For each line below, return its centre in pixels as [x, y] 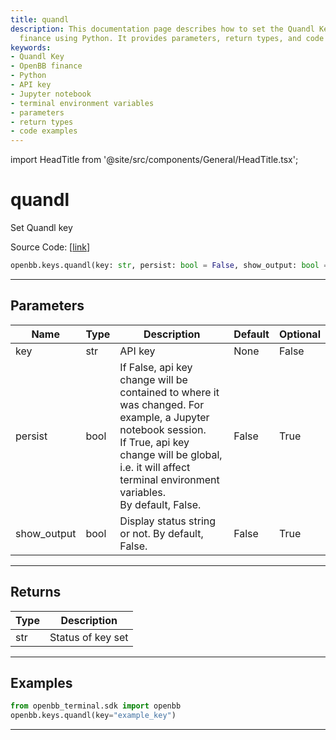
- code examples [44, 131]
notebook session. [163, 429]
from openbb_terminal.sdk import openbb [96, 706]
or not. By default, [161, 533]
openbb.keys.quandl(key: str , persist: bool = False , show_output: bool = [169, 266]
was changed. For [162, 404]
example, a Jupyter [164, 417]
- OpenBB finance [46, 66]
